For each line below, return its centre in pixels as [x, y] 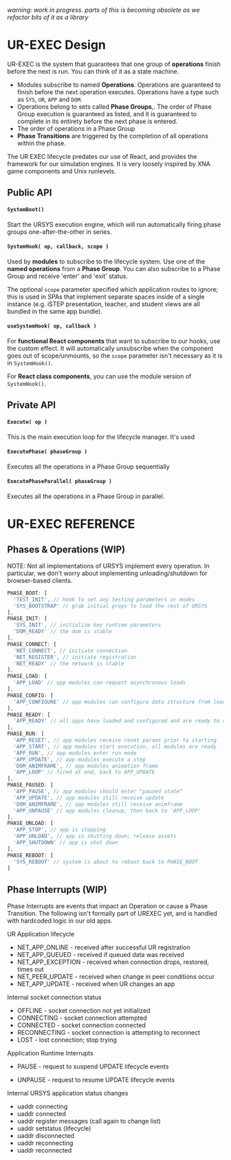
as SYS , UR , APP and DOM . [49, 99]
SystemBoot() [26, 209]
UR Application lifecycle [41, 934]
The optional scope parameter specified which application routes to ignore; [113, 289]
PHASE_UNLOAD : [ [30, 824]
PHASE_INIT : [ [27, 619]
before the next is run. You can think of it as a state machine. [93, 71]
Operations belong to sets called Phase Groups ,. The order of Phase [114, 107]
